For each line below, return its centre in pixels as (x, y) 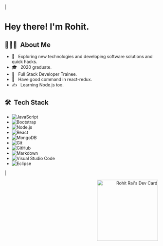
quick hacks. (24, 61)
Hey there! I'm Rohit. (47, 27)
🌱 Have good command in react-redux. (52, 79)
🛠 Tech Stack (27, 103)
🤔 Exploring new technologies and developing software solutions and (82, 56)
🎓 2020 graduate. (32, 67)
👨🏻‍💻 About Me (27, 45)
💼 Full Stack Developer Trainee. (44, 74)
